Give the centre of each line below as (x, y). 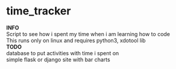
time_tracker (39, 11)
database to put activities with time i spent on (63, 53)
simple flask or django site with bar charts (58, 59)
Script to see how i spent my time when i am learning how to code (88, 34)
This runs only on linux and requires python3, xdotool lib (76, 40)
